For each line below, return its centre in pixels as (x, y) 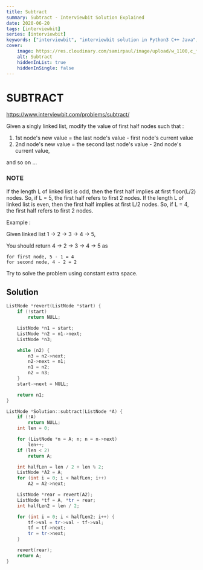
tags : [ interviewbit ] (34, 29)
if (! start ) (32, 312)
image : (25, 51)
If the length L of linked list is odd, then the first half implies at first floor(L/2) (101, 191)
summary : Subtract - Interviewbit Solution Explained (76, 18)
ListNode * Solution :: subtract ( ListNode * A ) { (64, 411)
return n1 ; (31, 395)
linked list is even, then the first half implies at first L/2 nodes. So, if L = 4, (98, 204)
